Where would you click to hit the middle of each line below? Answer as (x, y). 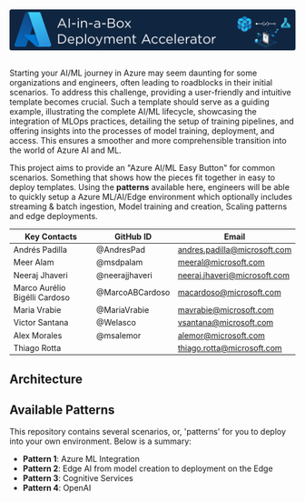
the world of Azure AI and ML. (65, 150)
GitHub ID (133, 236)
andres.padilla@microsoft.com (235, 250)
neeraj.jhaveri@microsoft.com (234, 275)
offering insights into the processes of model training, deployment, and (142, 131)
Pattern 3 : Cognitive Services (78, 478)
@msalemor (118, 335)
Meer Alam (34, 262)
